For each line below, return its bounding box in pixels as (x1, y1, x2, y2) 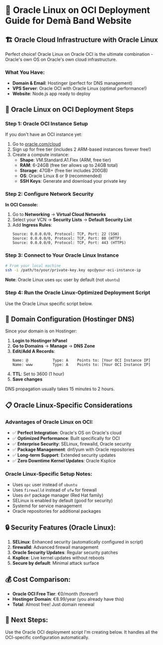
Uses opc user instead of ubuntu (12, 482, 78, 488)
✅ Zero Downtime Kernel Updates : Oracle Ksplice (12, 458, 116, 464)
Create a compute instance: (12, 151, 70, 157)
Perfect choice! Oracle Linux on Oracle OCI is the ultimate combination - (5, 51, 153, 57)
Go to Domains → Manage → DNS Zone (12, 343, 95, 349)
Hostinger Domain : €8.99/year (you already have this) (12, 596, 124, 602)
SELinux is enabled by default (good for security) (12, 498, 113, 504)
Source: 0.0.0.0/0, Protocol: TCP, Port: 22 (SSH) (12, 231, 120, 237)
